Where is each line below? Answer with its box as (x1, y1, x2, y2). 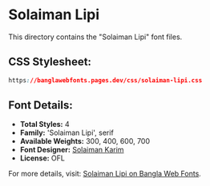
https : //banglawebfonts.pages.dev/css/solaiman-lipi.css (8, 76, 203, 85)
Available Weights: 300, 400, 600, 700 (19, 137, 151, 146)
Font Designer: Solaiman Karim (19, 145, 124, 155)
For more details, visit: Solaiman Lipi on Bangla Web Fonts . (8, 169, 202, 179)
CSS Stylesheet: (8, 55, 92, 69)
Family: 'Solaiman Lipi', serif (19, 128, 114, 137)
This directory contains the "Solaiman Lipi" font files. (8, 32, 183, 42)
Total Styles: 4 (19, 120, 70, 129)
